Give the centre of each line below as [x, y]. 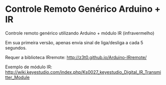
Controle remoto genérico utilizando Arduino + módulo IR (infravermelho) [80, 33]
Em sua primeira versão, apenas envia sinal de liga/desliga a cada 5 [74, 42]
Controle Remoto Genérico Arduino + [83, 9]
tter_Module [17, 77]
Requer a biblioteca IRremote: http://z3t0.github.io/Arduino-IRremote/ [76, 57]
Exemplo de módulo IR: [29, 67]
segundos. [16, 48]
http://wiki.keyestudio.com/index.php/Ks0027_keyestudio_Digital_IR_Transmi [83, 72]
